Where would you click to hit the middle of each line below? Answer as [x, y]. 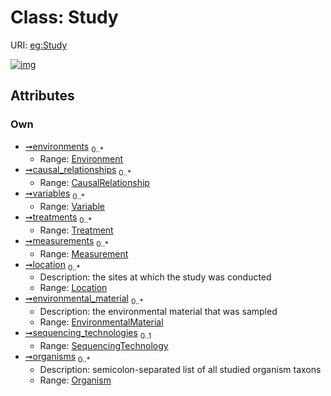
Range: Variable [72, 207]
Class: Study [64, 17]
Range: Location [73, 288]
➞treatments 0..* [58, 218]
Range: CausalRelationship [94, 183]
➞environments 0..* [64, 147]
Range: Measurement [84, 253]
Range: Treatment [76, 230]
